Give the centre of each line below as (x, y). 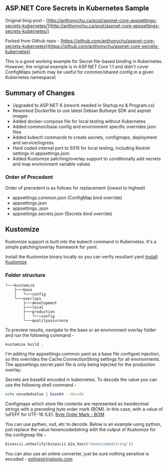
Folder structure (25, 275)
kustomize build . (24, 345)
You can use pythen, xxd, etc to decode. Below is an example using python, (83, 424)
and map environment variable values (51, 164)
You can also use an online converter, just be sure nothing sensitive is (77, 453)
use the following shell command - (41, 385)
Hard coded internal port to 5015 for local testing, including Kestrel (81, 148)
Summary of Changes (40, 93)
